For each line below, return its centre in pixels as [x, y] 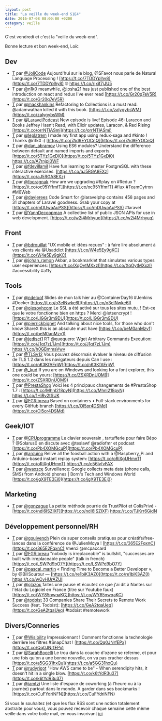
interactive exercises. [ [35, 172]
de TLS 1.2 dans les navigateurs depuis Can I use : [62, 359]
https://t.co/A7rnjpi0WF [35, 161]
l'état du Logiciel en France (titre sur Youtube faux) [63, 590]
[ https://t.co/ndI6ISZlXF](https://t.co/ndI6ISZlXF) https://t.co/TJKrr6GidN [84, 511]
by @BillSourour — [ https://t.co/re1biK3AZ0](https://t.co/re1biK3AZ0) [81, 574]
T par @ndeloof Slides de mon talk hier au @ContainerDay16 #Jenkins [82, 297]
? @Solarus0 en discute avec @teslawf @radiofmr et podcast [73, 443]
